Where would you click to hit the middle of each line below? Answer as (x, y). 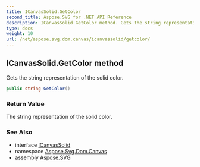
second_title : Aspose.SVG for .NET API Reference (69, 17)
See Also (19, 132)
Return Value (25, 103)
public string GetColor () (38, 89)
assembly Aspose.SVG (43, 157)
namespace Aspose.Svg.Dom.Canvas (61, 152)
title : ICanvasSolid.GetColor (44, 12)
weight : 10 (20, 34)
